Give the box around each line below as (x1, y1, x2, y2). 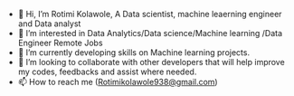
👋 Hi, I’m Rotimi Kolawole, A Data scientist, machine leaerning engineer (17, 9, 282, 19)
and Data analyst (17, 18, 81, 29)
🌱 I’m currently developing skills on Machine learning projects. (17, 47, 251, 58)
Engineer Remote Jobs (17, 37, 103, 48)
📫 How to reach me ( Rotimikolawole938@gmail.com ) (17, 77, 219, 87)
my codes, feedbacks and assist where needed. (17, 66, 197, 77)
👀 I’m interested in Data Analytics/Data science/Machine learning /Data (17, 28, 283, 38)
